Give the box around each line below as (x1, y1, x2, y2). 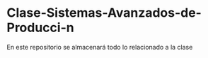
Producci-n (6, 20, 75, 36)
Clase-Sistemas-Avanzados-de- (6, 5, 202, 21)
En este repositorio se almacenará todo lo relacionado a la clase (6, 43, 193, 51)
